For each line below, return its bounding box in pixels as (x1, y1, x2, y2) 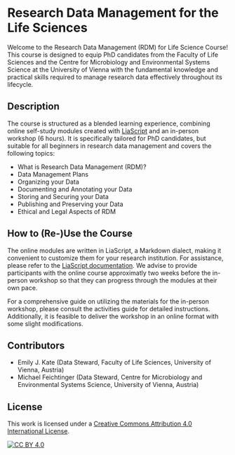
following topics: (7, 149, 55, 157)
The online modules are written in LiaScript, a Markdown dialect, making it (7, 246, 222, 254)
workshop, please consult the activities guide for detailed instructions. (7, 304, 210, 313)
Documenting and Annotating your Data (17, 184, 133, 193)
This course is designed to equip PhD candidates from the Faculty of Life (7, 50, 219, 59)
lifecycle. (7, 80, 34, 88)
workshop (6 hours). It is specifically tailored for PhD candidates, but (7, 134, 206, 142)
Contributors (7, 339, 65, 351)
